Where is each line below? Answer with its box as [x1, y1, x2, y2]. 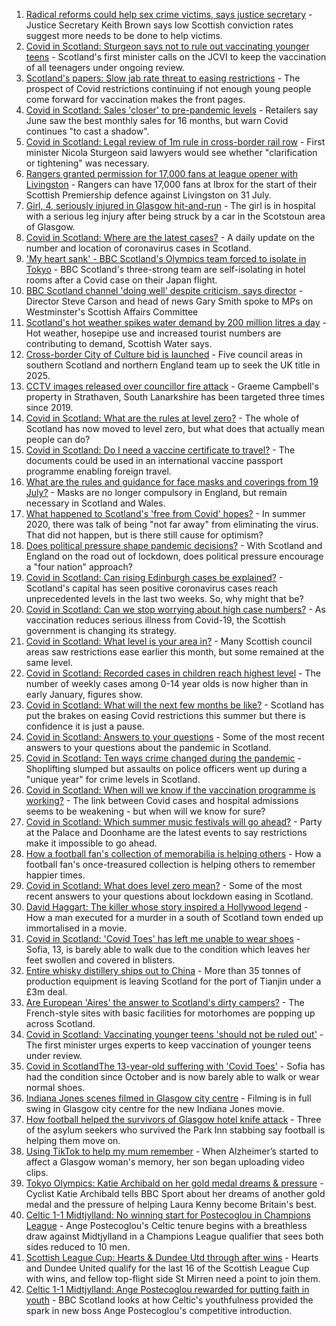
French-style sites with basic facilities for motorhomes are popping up [25, 1007, 316, 1019]
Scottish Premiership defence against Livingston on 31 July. [25, 189, 272, 201]
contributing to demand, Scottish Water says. [25, 338, 213, 349]
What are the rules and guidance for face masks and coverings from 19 [25, 476, 319, 488]
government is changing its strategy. [25, 625, 177, 636]
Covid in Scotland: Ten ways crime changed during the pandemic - [25, 752, 303, 764]
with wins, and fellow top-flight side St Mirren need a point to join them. [25, 1273, 321, 1284]
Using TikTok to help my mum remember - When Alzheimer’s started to [25, 1145, 319, 1157]
